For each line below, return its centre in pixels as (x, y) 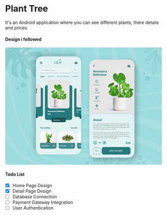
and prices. (17, 27)
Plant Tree (27, 9)
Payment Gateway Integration (43, 203)
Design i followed (23, 39)
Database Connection (35, 197)
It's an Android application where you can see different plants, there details (82, 22)
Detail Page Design (32, 191)
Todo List (15, 174)
